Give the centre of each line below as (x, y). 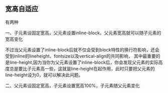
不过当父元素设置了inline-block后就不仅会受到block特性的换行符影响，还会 (82, 50)
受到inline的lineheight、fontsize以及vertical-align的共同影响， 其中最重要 (81, 56)
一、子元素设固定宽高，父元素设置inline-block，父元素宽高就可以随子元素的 (83, 33)
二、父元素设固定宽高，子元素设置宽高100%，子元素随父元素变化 (73, 85)
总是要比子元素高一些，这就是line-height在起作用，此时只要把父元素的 (82, 68)
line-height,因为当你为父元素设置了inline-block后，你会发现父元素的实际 (84, 62)
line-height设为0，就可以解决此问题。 (44, 75)
